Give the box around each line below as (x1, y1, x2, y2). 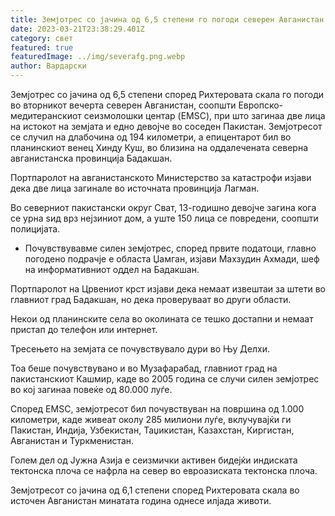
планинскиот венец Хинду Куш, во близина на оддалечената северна (10, 142, 308, 153)
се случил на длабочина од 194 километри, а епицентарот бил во (10, 131, 292, 143)
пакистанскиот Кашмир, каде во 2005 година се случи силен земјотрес (10, 373, 320, 385)
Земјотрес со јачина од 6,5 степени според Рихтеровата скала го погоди (10, 89, 325, 100)
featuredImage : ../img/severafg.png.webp (10, 52, 186, 62)
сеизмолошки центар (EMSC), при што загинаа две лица (83, 110, 326, 121)
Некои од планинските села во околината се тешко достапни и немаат (10, 313, 314, 325)
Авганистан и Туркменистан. (10, 435, 135, 446)
